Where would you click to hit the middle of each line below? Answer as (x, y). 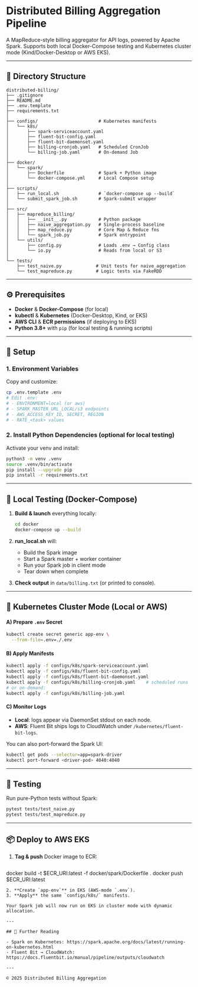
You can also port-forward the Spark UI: (55, 744)
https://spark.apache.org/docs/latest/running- (126, 942)
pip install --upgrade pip (39, 470)
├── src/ (17, 209)
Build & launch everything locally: (56, 514)
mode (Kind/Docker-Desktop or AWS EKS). (58, 52)
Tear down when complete (56, 571)
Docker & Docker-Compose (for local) (62, 309)
